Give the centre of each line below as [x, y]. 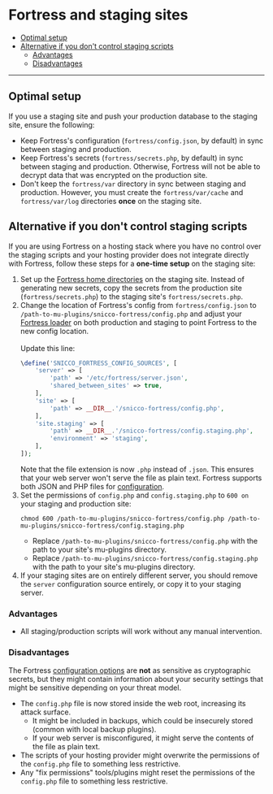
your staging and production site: [76, 503]
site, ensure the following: [52, 124]
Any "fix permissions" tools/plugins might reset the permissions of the [138, 772]
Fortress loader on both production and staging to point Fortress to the [139, 322]
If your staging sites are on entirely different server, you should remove [139, 575]
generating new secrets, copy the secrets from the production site [131, 288]
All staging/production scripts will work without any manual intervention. [141, 631]
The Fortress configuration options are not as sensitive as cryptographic [130, 670]
